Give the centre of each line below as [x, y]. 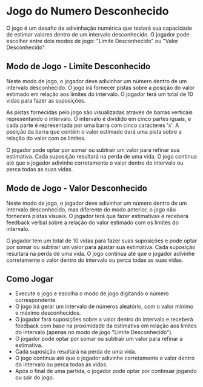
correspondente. [36, 300]
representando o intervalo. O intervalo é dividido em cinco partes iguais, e [99, 118]
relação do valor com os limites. [46, 138]
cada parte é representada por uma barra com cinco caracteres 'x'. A [93, 125]
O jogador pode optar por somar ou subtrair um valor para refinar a [99, 339]
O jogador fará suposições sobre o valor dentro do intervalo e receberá [104, 320]
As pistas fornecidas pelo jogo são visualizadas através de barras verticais [99, 112]
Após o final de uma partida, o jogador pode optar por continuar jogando [106, 371]
